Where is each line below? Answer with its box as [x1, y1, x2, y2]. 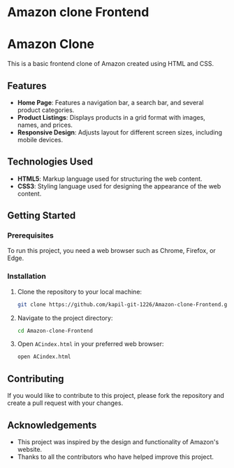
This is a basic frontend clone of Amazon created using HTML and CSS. [7, 60, 214, 68]
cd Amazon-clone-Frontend [17, 327, 93, 334]
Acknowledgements [7, 419, 97, 431]
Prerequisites [7, 230, 54, 240]
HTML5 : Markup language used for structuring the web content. [17, 174, 203, 183]
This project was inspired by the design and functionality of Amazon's [17, 437, 219, 446]
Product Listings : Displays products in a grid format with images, [17, 113, 206, 121]
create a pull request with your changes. [7, 399, 124, 407]
